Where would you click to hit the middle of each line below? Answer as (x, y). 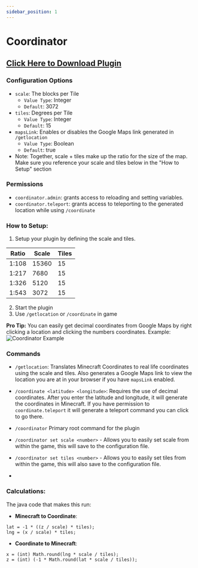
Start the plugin (34, 308)
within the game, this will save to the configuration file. (82, 446)
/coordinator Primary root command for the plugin (77, 428)
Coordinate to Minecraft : (46, 543)
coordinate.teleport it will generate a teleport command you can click (102, 410)
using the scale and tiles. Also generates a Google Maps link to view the (103, 373)
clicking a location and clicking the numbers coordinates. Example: (89, 332)
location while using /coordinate (55, 210)
